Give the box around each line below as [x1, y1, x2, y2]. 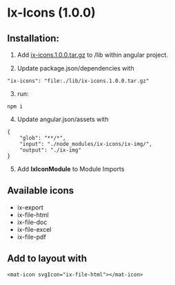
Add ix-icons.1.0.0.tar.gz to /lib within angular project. [17, 50, 169, 59]
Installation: [7, 33, 60, 44]
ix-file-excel [17, 225, 52, 233]
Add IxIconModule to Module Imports [17, 165, 125, 173]
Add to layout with [7, 252, 87, 264]
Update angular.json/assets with [17, 116, 109, 123]
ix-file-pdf [17, 232, 46, 241]
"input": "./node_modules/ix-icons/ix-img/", [19, 140, 153, 147]
